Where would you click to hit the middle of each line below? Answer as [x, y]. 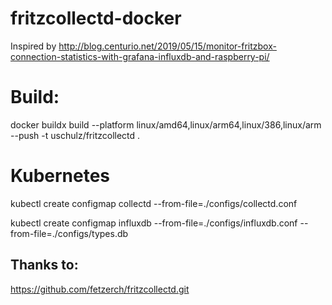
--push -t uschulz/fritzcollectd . [75, 135]
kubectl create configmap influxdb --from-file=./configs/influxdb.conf [154, 223]
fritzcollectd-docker [96, 18]
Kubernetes [60, 176]
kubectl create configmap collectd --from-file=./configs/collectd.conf [154, 203]
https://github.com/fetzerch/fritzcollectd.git [100, 289]
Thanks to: [44, 265]
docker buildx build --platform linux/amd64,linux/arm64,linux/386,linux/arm [166, 124]
